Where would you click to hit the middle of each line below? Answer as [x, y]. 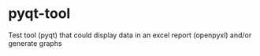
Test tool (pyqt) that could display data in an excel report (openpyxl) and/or [130, 35]
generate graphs [35, 43]
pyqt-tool [39, 14]
